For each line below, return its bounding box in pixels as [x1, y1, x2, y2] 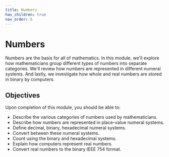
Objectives [5, 91, 40, 100]
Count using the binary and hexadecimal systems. [12, 135, 117, 141]
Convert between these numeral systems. [12, 130, 100, 136]
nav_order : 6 [5, 17, 33, 22]
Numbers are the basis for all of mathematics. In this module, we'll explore [5, 55, 159, 61]
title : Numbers [5, 7, 37, 13]
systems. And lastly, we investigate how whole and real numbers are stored [5, 71, 162, 77]
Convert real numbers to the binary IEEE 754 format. [12, 146, 122, 152]
